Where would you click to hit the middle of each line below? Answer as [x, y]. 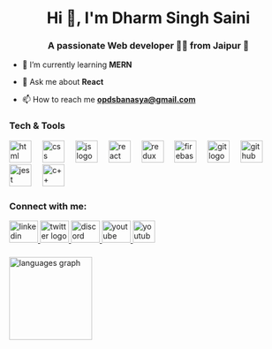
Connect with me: [48, 206]
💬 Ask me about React [63, 82]
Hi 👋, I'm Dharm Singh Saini [148, 18]
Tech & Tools [38, 125]
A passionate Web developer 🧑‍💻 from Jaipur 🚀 [148, 46]
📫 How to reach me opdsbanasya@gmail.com [109, 100]
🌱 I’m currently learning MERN [77, 64]
